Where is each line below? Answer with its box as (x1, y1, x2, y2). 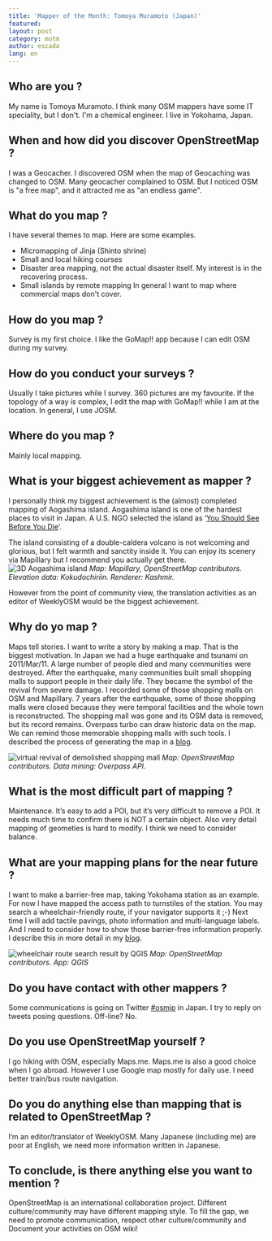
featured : (8, 20, 42, 28)
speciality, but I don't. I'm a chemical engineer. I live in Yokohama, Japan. (8, 110, 253, 120)
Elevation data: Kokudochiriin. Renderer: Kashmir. (8, 572, 175, 581)
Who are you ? (8, 80, 83, 94)
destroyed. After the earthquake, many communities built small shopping (8, 668, 252, 677)
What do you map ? (8, 209, 108, 223)
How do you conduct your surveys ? (8, 367, 195, 381)
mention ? (8, 1176, 60, 1190)
